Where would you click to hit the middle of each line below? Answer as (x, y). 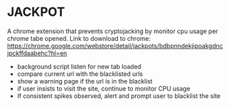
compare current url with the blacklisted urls (80, 74)
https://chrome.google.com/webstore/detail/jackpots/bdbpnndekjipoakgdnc (115, 46)
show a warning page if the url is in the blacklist (85, 81)
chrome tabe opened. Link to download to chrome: (79, 38)
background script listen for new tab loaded (79, 66)
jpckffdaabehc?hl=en (37, 53)
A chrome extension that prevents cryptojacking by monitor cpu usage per (113, 31)
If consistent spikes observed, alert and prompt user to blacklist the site (119, 96)
